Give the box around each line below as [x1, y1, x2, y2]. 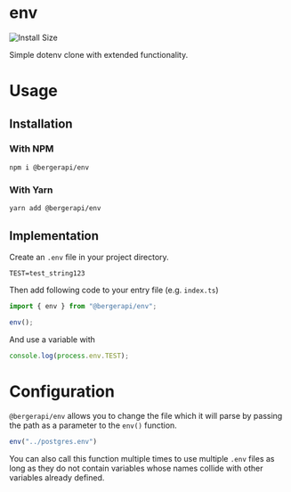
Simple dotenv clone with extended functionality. [9, 49, 189, 60]
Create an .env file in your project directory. [9, 251, 169, 262]
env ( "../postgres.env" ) [9, 438, 98, 447]
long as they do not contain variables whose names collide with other [9, 463, 264, 474]
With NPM [9, 143, 54, 155]
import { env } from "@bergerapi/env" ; [9, 301, 158, 310]
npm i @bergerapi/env [9, 163, 90, 172]
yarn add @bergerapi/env [9, 204, 101, 213]
